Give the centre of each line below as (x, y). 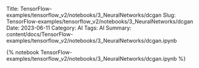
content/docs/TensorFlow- (40, 34)
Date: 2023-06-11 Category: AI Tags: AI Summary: (69, 28)
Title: (13, 9)
